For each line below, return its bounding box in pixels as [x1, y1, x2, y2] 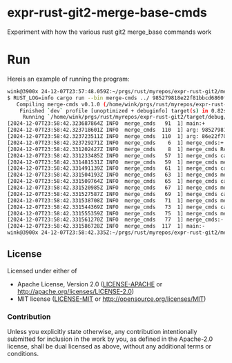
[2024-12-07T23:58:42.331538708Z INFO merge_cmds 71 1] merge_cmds [7, 197, 217, 204]
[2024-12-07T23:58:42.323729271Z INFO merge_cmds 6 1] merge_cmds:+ [7, 139, 224, 146]
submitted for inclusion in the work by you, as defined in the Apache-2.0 [7, 335, 213, 343]
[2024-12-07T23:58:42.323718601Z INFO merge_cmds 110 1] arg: [7, 126, 199, 134]
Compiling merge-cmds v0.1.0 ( [16, 101, 107, 108]
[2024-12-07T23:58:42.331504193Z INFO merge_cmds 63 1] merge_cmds [7, 171, 217, 179]
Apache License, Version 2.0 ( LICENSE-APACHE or [17, 279, 163, 288]
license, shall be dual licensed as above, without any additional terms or [7, 342, 212, 351]
